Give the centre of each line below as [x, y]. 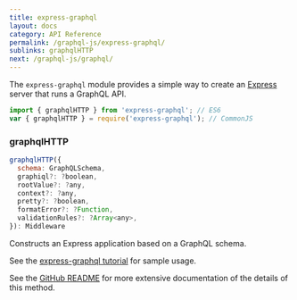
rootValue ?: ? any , [52, 185]
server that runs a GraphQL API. [68, 94]
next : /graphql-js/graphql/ [62, 59]
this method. [32, 287]
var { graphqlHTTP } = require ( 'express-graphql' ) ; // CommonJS [131, 118]
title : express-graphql [54, 17]
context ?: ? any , [47, 193]
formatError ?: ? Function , [66, 210]
